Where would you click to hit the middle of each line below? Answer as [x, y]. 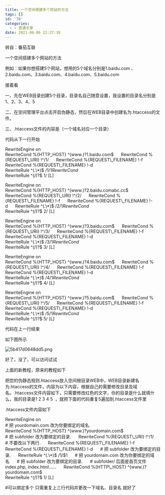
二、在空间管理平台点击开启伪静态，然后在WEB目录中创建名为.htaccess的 [81, 112]
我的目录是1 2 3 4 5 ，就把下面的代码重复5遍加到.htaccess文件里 [80, 399]
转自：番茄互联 [20, 47]
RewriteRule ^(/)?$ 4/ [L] [30, 283]
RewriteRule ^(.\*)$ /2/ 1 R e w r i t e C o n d [52, 206]
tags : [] [14, 14]
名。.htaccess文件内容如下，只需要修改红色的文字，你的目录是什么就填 [78, 393]
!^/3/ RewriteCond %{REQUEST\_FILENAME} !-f [92, 231]
